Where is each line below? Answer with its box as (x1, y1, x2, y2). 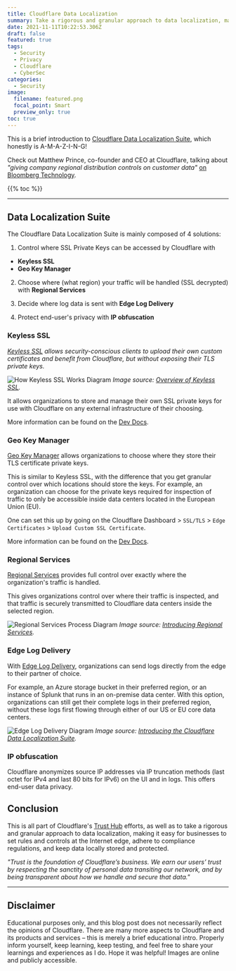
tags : (7, 43, 23, 50)
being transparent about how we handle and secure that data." (7, 872, 191, 881)
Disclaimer (7, 900, 55, 912)
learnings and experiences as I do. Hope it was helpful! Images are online (7, 948, 220, 957)
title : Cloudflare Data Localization (7, 10, 118, 18)
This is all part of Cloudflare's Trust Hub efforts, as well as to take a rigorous (7, 822, 228, 830)
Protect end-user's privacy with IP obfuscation (17, 313, 155, 321)
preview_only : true (13, 109, 71, 116)
